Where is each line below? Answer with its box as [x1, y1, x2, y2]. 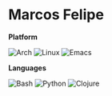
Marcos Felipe [8, 6, 104, 24]
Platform [8, 32, 38, 42]
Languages [8, 62, 46, 73]
